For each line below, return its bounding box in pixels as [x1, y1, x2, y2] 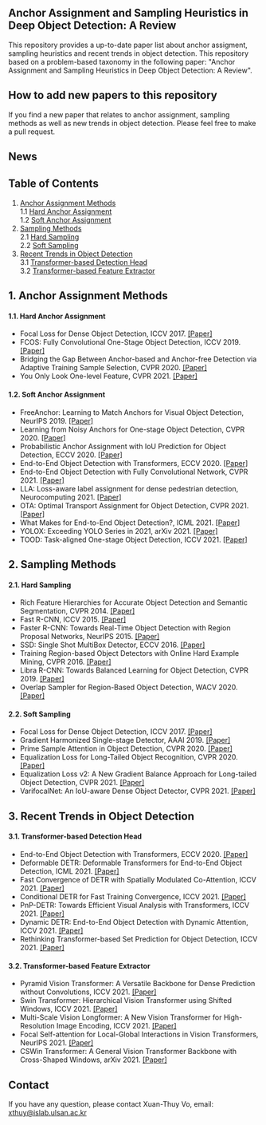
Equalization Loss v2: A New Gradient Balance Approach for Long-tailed [19, 769, 257, 779]
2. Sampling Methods [8, 558, 117, 571]
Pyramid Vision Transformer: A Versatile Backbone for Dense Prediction [19, 979, 256, 989]
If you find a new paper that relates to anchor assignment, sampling [8, 109, 230, 119]
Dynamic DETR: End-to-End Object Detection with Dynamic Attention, [19, 918, 248, 927]
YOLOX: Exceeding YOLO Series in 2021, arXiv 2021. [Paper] [19, 526, 218, 535]
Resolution [19, 1021, 55, 1031]
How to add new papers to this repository [8, 89, 217, 102]
